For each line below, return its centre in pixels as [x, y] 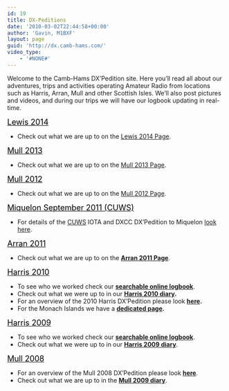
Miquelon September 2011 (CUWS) [71, 207]
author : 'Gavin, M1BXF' [42, 33]
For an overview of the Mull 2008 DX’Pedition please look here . [108, 373]
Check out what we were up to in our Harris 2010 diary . [97, 293]
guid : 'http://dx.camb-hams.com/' [57, 46]
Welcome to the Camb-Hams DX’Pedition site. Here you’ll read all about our [115, 78]
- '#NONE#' [35, 59]
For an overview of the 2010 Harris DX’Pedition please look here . [110, 301]
